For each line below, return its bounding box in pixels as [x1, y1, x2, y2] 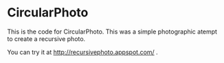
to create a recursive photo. [7, 34, 86, 42]
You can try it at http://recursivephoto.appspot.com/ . [7, 48, 158, 56]
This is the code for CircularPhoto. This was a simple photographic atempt [7, 27, 218, 36]
